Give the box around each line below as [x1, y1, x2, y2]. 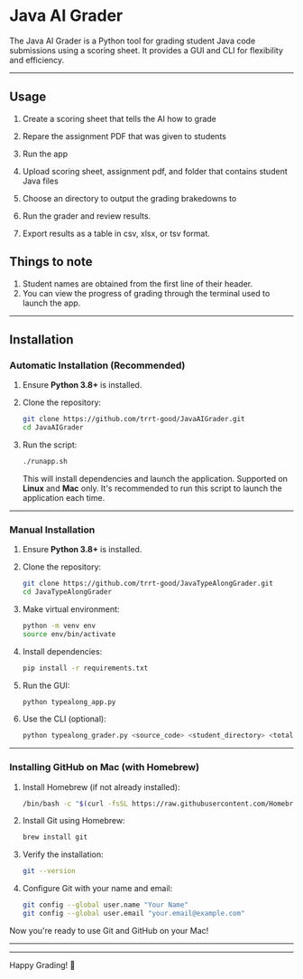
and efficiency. [9, 54, 65, 65]
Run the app [22, 148, 69, 159]
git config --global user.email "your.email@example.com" [22, 909, 245, 918]
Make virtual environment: [22, 603, 120, 615]
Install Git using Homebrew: [22, 815, 125, 826]
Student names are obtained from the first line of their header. [22, 278, 253, 289]
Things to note [9, 254, 93, 269]
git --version [22, 867, 76, 876]
